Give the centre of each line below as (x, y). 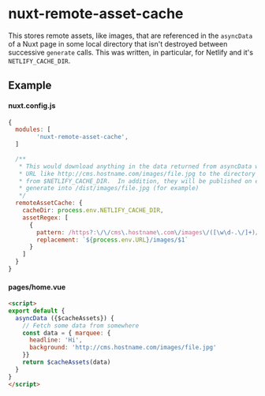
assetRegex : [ (45, 218)
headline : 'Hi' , (56, 340)
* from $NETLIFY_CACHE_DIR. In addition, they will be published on (135, 181)
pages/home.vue (37, 287)
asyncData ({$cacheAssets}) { (65, 318)
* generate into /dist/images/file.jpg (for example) (109, 189)
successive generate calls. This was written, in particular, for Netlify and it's (131, 52)
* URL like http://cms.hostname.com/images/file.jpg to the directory (137, 174)
